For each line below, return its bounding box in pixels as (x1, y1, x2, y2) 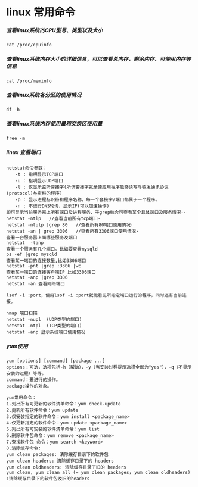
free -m (6, 135, 26, 142)
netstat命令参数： (6, 165, 48, 171)
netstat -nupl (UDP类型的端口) (6, 317, 82, 323)
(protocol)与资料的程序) (6, 191, 63, 196)
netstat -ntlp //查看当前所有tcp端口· (6, 216, 101, 222)
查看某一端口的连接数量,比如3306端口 (6, 258, 86, 264)
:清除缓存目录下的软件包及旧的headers (6, 476, 90, 482)
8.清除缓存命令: (6, 445, 41, 451)
